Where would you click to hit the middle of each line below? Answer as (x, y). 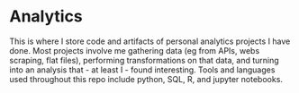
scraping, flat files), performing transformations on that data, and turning (144, 60)
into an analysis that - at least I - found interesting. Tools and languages (142, 70)
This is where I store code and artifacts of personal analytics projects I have (150, 41)
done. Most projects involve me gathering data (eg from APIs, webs (135, 50)
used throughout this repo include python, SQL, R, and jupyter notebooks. (146, 79)
